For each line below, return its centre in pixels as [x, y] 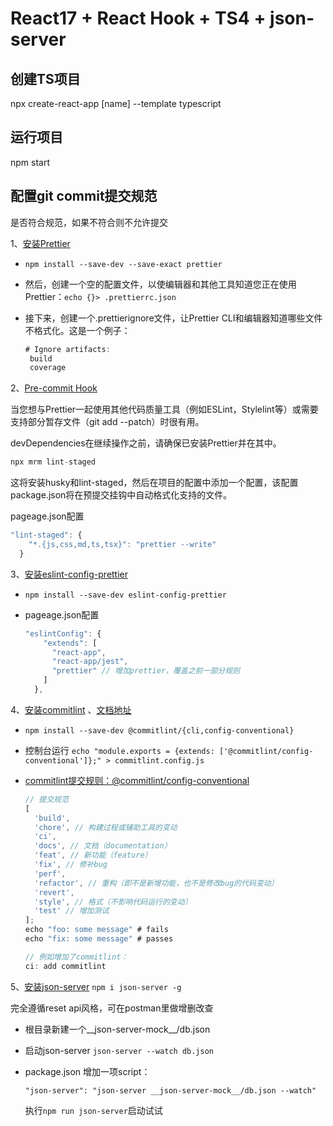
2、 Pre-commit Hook [54, 388]
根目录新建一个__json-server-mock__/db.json [117, 1029]
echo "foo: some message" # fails [96, 930]
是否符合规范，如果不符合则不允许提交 [89, 222]
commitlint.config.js [159, 760]
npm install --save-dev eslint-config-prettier [125, 595]
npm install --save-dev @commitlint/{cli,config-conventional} [159, 730]
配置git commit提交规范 [84, 196]
